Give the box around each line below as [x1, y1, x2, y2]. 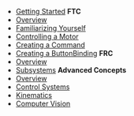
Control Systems [15, 82, 70, 92]
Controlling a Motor [15, 32, 79, 41]
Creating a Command [15, 40, 85, 50]
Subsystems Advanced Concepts [15, 65, 127, 74]
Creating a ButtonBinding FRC [15, 49, 114, 58]
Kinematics [15, 91, 53, 99]
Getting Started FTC [15, 7, 81, 16]
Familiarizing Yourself [15, 24, 87, 32]
